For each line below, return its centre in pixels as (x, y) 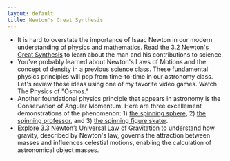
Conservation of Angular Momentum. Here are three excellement (109, 106)
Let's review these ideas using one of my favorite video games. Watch (117, 84)
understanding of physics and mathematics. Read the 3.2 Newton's (113, 47)
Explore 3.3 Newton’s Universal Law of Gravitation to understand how (116, 128)
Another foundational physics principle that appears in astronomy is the (119, 98)
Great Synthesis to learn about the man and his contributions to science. (120, 54)
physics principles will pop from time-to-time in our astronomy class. (115, 76)
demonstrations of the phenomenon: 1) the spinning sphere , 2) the (111, 113)
